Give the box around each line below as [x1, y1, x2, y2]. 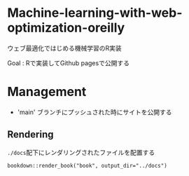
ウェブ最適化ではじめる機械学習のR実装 [7, 43, 122, 52]
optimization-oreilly [7, 20, 125, 36]
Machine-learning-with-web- [7, 5, 183, 21]
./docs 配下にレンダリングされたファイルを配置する [7, 148, 155, 156]
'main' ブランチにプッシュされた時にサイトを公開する [17, 107, 172, 116]
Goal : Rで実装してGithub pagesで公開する [7, 58, 129, 67]
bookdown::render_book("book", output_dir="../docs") [7, 162, 168, 169]
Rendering [7, 128, 54, 141]
